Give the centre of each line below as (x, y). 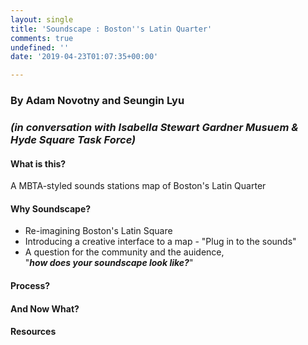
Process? (30, 285)
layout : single (42, 19)
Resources (33, 332)
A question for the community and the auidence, (124, 252)
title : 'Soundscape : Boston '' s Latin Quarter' (111, 29)
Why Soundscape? (51, 208)
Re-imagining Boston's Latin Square (98, 231)
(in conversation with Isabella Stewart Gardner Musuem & (154, 127)
